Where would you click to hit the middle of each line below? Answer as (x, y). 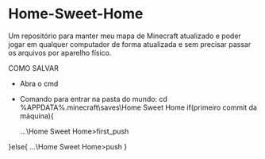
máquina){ (36, 115)
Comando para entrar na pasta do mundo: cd (94, 99)
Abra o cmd (39, 83)
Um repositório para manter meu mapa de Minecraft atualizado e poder (125, 36)
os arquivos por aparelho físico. (60, 52)
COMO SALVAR (34, 68)
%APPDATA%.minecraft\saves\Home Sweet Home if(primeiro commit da (138, 107)
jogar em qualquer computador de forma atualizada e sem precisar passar (130, 44)
